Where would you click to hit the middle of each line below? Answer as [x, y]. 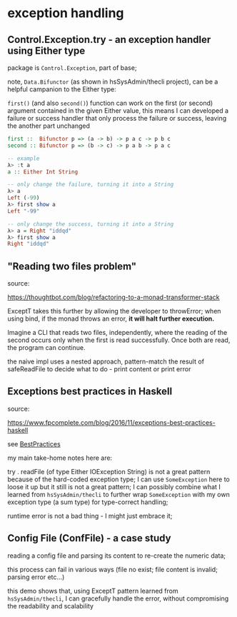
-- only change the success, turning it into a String [91, 224]
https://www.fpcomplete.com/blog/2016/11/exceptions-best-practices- [111, 422]
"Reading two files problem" [72, 266]
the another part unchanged [49, 126]
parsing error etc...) [36, 577]
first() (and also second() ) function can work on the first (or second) [110, 103]
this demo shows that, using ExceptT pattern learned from [93, 591]
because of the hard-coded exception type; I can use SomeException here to [119, 479]
